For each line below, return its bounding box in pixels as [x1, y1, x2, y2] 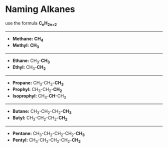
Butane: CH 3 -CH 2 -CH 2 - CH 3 [12, 108, 71, 115]
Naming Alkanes [5, 3, 75, 15]
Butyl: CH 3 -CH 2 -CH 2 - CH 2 [12, 115, 67, 122]
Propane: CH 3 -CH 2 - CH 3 [12, 79, 64, 87]
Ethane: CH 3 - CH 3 [12, 57, 50, 65]
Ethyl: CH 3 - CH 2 [12, 64, 46, 71]
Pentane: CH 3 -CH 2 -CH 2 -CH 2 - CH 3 [12, 130, 85, 137]
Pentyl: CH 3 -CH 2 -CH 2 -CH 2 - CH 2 [12, 136, 81, 144]
